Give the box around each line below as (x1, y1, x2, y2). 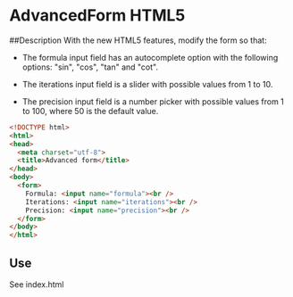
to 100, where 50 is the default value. (21, 105, 159, 116)
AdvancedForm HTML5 (9, 5, 186, 26)
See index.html (9, 279, 64, 290)
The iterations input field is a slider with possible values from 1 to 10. (21, 78, 273, 89)
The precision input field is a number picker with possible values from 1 (21, 95, 284, 107)
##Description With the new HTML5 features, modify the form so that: (9, 35, 267, 45)
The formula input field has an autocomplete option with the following (21, 52, 279, 62)
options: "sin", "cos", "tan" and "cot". (21, 62, 159, 72)
